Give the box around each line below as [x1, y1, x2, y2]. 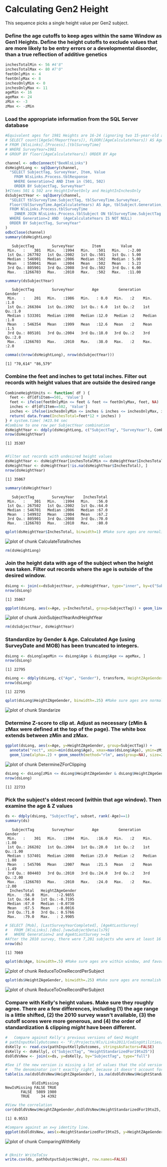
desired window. [5, 572, 46, 579]
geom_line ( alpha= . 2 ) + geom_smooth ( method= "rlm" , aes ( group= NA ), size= [9, 752, 162, 757]
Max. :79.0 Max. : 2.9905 [7, 914, 75, 919]
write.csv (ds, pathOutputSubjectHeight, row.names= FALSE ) [5, 1157, 128, 1162]
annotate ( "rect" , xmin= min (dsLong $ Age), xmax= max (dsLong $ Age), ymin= [9, 748, 157, 753]
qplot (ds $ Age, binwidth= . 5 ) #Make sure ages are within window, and [5, 959, 150, 964]
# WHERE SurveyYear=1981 [5, 147, 57, 152]
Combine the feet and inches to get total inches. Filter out [5, 373, 147, 380]
